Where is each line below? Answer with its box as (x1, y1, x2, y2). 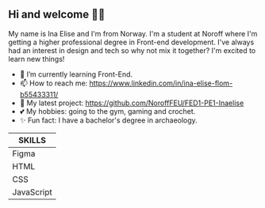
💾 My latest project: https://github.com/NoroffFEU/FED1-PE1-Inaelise (19, 98, 244, 108)
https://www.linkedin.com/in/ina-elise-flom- (89, 78, 233, 88)
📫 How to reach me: (19, 78, 88, 88)
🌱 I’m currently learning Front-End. (19, 69, 133, 79)
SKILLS (18, 134, 46, 146)
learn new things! (8, 54, 65, 63)
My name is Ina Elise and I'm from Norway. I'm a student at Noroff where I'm (8, 28, 258, 38)
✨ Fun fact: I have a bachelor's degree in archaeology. (19, 115, 198, 125)
